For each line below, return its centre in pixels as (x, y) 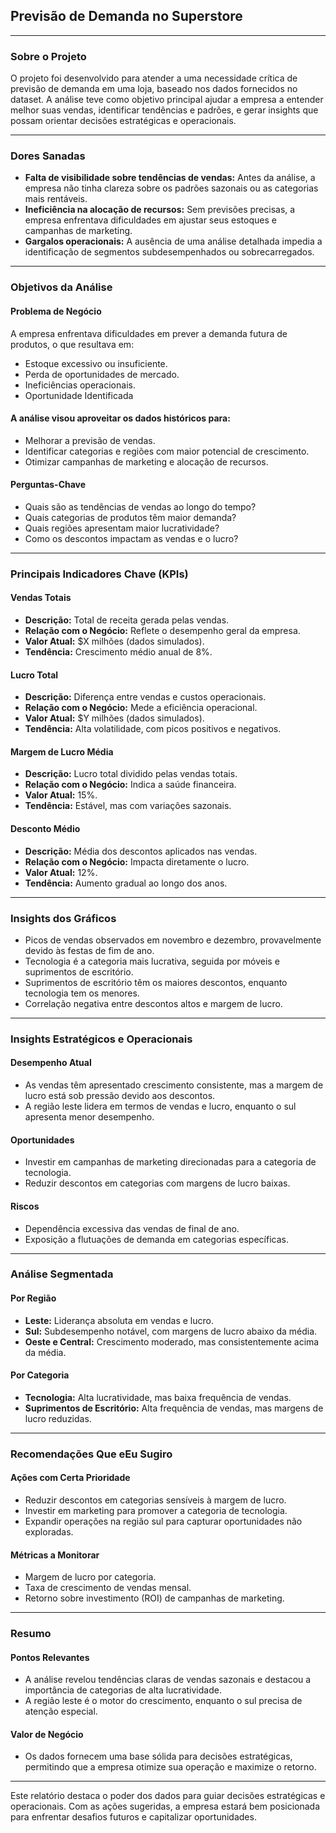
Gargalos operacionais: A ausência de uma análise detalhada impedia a (173, 241)
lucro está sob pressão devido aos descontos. (120, 1096)
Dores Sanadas (48, 156)
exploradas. (49, 1531)
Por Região (33, 1298)
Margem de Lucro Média (62, 751)
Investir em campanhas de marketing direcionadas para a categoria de (170, 1162)
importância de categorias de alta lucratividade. (123, 1690)
